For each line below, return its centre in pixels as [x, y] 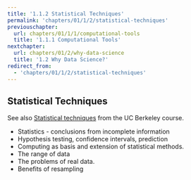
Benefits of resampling [50, 169]
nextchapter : [26, 46]
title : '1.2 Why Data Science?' [61, 60]
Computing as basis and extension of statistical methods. [101, 147]
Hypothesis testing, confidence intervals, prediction [92, 139]
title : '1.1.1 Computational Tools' [67, 40]
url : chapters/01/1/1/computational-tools [77, 33]
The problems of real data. [56, 162]
